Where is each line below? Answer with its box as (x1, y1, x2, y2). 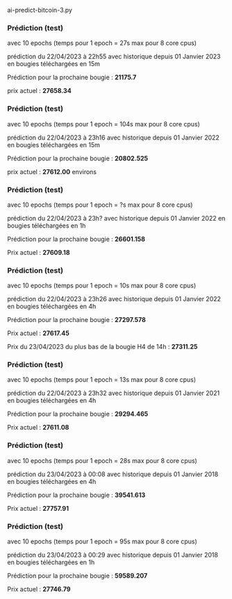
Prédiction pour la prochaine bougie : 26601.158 (7, 235, 146, 243)
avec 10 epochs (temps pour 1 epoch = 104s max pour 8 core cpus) (7, 119, 200, 128)
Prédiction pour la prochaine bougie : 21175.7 (7, 73, 137, 82)
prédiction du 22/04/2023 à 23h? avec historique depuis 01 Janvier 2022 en (7, 214, 226, 222)
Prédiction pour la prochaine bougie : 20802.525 (7, 154, 148, 162)
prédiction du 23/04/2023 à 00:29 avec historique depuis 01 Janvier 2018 (7, 551, 219, 559)
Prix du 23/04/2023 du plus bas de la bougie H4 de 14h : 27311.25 (7, 343, 198, 351)
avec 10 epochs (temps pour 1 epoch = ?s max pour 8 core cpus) (7, 201, 193, 209)
